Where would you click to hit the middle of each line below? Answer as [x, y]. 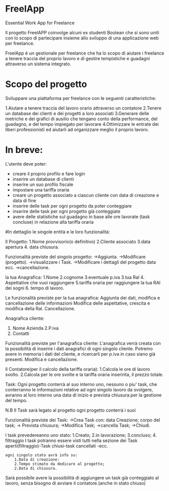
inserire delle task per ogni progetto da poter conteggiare [72, 206]
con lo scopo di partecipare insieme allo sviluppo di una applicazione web [82, 38]
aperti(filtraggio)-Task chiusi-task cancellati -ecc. [57, 446]
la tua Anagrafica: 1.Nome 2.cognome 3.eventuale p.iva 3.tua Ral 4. [75, 277]
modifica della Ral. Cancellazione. [40, 308]
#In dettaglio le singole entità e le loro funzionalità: [58, 232]
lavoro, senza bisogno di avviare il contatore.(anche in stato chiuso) [75, 483]
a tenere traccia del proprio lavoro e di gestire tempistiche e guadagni [78, 58]
